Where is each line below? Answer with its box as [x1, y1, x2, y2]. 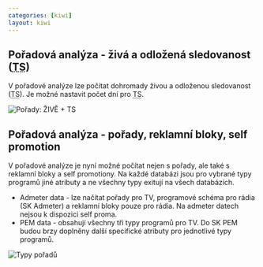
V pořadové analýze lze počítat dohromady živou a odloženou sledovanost [8, 81, 251, 91]
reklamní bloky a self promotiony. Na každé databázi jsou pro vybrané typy [8, 169, 252, 179]
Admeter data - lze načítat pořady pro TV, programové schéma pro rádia [19, 193, 255, 202]
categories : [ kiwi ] [8, 11, 73, 20]
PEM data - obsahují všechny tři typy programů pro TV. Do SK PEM [19, 218, 239, 228]
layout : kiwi [8, 19, 51, 27]
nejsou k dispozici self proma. [19, 210, 118, 219]
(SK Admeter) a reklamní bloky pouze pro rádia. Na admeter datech [19, 202, 239, 211]
